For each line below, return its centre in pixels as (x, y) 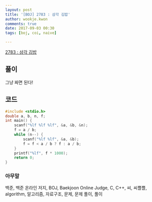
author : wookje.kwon (27, 19)
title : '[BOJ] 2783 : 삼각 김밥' (38, 14)
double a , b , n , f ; (25, 116)
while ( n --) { (29, 135)
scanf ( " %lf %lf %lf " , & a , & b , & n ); (51, 125)
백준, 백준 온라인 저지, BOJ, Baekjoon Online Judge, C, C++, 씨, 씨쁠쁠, (76, 188)
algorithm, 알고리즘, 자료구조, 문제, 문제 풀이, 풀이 (54, 194)
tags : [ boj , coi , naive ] (31, 33)
